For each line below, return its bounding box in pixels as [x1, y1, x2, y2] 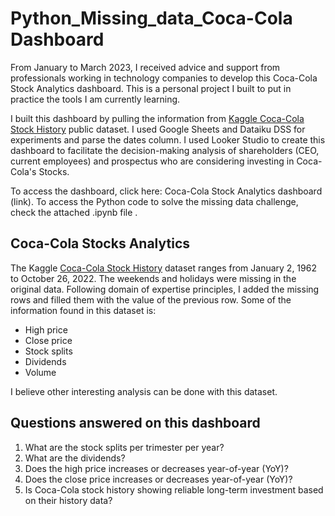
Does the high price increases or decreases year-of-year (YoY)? [24, 462, 289, 474]
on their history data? [24, 494, 113, 506]
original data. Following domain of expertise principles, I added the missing [10, 283, 320, 295]
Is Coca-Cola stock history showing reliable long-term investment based [24, 483, 324, 496]
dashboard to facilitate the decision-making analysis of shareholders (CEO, [10, 144, 320, 156]
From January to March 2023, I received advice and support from [10, 61, 281, 73]
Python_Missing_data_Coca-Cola [10, 7, 293, 30]
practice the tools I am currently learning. [10, 93, 181, 105]
